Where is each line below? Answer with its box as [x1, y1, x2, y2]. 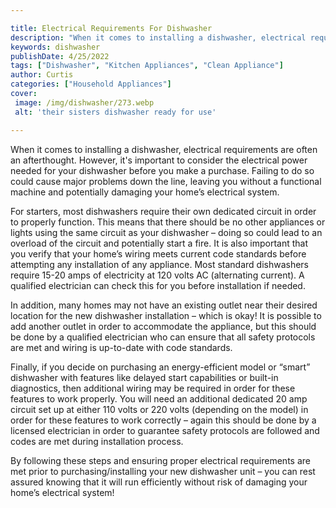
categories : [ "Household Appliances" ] [10, 79, 172, 90]
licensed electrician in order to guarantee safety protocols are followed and [10, 424, 320, 436]
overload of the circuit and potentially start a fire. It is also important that [10, 237, 309, 249]
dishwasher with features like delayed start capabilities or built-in [10, 371, 279, 383]
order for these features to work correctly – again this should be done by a [10, 414, 317, 426]
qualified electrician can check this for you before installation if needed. [10, 279, 306, 291]
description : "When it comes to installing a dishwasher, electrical [10, 32, 307, 43]
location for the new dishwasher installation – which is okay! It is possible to [10, 309, 322, 321]
